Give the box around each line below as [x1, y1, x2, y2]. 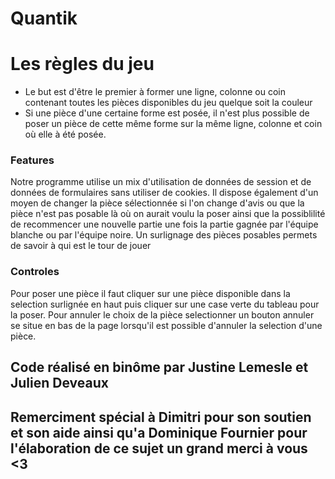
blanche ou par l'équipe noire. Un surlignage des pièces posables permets [10, 229, 318, 241]
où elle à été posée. [24, 128, 107, 141]
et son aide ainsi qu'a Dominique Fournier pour [10, 424, 308, 441]
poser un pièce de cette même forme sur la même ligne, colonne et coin [24, 118, 323, 130]
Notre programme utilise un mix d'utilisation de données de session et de [10, 176, 312, 188]
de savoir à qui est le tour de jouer [10, 240, 152, 252]
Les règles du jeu [10, 53, 155, 76]
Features [10, 153, 55, 167]
